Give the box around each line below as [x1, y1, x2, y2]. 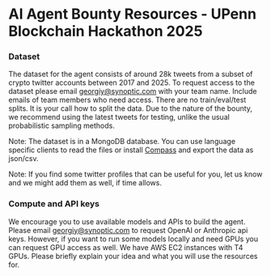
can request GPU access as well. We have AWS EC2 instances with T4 [8, 242, 243, 252]
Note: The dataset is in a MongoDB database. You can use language [8, 137, 236, 146]
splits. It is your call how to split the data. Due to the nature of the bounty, [8, 104, 253, 113]
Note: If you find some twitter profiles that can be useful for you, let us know [8, 169, 263, 179]
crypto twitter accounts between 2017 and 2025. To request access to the [8, 78, 255, 87]
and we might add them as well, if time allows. [8, 178, 162, 188]
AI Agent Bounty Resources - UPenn [8, 5, 257, 23]
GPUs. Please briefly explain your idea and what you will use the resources [8, 251, 258, 261]
